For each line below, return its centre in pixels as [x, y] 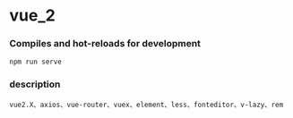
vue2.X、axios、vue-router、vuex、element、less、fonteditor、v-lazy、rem [146, 105]
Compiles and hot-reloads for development [105, 44]
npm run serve [36, 62]
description [35, 84]
